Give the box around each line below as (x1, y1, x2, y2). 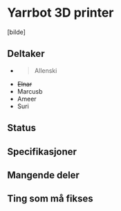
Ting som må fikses (7, 193, 93, 205)
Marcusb (17, 87, 43, 95)
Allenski (34, 66, 57, 74)
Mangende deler (7, 169, 80, 181)
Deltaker (7, 48, 45, 60)
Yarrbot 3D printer (7, 5, 114, 21)
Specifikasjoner (7, 146, 77, 158)
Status (7, 122, 37, 134)
